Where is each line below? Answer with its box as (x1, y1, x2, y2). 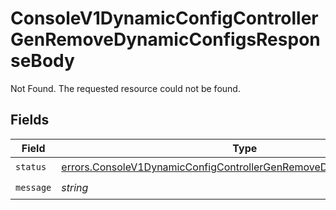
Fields (10, 112, 50, 129)
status (15, 162, 47, 173)
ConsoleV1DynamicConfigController (10, 7, 319, 30)
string (61, 181, 89, 195)
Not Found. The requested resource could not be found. (10, 82, 241, 94)
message (15, 182, 52, 194)
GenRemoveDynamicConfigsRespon (10, 28, 321, 51)
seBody (10, 50, 75, 72)
